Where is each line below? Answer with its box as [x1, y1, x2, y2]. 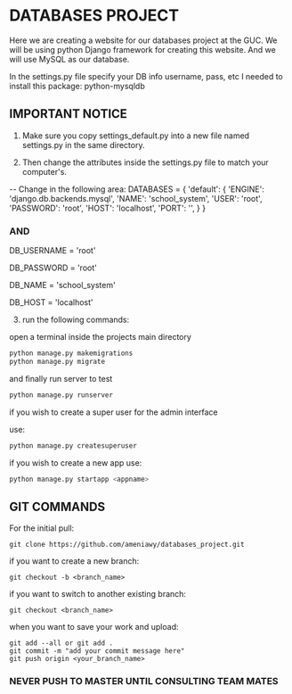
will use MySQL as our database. [9, 54, 130, 64]
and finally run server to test [9, 373, 113, 384]
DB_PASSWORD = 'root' [9, 262, 98, 273]
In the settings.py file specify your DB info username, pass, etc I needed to [9, 70, 283, 81]
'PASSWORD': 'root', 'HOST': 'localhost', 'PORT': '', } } [9, 202, 207, 213]
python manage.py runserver [9, 390, 114, 400]
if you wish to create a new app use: [9, 457, 142, 468]
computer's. [21, 166, 67, 177]
